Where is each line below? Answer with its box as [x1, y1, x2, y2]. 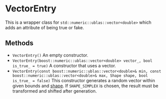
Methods [5, 39, 34, 48]
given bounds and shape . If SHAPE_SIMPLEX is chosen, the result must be [12, 83, 159, 89]
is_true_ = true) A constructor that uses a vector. [12, 62, 116, 68]
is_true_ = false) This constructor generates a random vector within [12, 77, 155, 83]
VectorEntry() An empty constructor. [12, 52, 88, 58]
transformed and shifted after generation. [12, 88, 97, 94]
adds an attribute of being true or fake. [5, 24, 84, 30]
